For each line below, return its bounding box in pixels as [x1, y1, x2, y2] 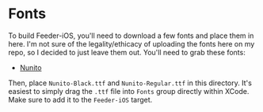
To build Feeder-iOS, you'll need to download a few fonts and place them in [8, 31, 254, 40]
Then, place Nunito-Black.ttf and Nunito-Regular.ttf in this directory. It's [8, 78, 252, 88]
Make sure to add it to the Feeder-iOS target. [8, 95, 153, 104]
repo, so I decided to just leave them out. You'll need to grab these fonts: [8, 47, 246, 57]
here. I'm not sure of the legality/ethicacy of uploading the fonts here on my [8, 39, 255, 48]
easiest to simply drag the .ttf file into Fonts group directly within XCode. [8, 86, 250, 95]
